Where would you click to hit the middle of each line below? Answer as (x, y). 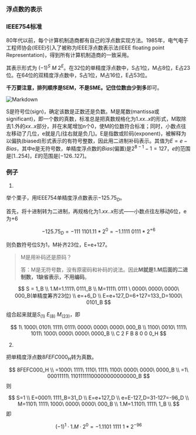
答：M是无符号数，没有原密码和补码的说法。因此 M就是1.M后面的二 (102, 270)
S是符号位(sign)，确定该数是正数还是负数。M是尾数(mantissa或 (83, 111)
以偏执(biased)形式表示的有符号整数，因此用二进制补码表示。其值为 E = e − (97, 141)
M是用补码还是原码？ (46, 257)
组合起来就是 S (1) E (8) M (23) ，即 (43, 315)
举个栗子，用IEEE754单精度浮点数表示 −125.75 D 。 (65, 198)
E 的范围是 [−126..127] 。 (62, 156)
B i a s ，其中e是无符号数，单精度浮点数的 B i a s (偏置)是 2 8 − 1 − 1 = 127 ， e (91, 148)
